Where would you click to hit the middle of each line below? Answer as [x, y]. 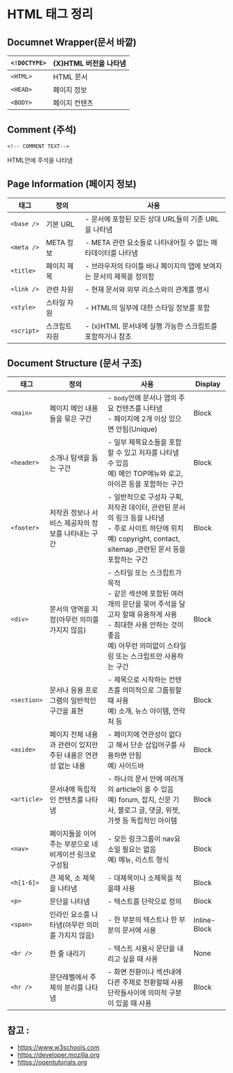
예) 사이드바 [126, 766]
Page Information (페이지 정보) [72, 184]
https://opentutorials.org [52, 1063]
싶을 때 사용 [140, 959]
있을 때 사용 [133, 1003]
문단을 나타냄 [70, 902]
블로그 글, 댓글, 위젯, [149, 810]
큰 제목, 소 [65, 878]
